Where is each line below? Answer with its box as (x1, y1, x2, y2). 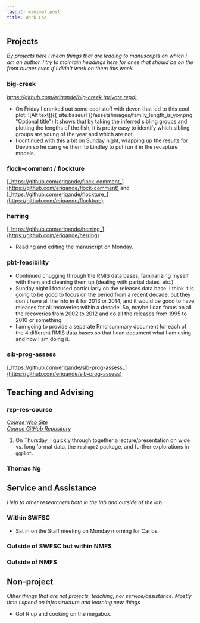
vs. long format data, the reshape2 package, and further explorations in (15, 443, 189, 450)
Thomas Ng (7, 464, 41, 472)
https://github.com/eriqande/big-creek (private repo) (7, 93, 137, 100)
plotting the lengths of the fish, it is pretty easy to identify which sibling (15, 124, 190, 131)
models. (15, 149, 36, 156)
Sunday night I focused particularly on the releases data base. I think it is (15, 284, 194, 291)
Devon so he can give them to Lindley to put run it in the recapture (15, 143, 178, 150)
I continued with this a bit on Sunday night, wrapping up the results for (15, 137, 188, 144)
